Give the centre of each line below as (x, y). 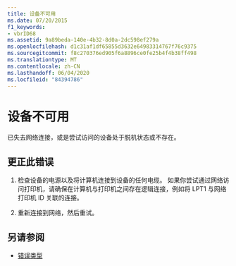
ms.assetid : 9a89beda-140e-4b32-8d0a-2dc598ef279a (83, 40)
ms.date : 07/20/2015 (38, 20)
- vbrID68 (22, 34)
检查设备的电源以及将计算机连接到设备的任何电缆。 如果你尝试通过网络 (120, 180)
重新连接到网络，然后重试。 (58, 213)
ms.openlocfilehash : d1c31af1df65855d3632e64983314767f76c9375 (102, 47)
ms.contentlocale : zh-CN (44, 66)
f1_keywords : (26, 27)
